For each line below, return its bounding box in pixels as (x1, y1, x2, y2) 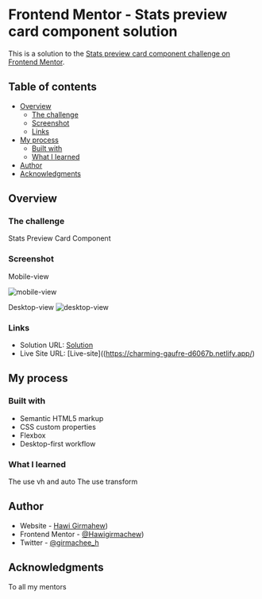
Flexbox (19, 431, 46, 440)
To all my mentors (8, 582, 67, 591)
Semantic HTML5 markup (19, 413, 104, 423)
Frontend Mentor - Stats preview (8, 6, 228, 24)
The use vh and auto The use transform (8, 477, 138, 486)
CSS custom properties (19, 422, 97, 431)
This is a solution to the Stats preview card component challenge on (8, 48, 230, 58)
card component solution (8, 22, 178, 41)
